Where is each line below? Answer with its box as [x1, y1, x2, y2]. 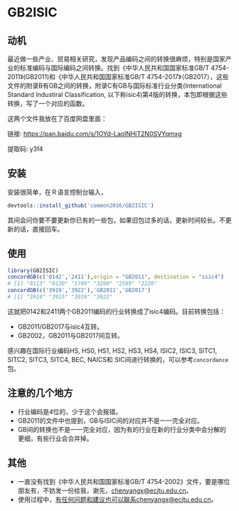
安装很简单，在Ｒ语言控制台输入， [7, 187, 107, 196]
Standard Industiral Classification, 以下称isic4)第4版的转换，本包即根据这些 [7, 91, 228, 98]
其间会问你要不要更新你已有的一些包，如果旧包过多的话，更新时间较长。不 [7, 215, 225, 224]
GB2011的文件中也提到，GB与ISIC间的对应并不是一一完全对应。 [17, 416, 204, 425]
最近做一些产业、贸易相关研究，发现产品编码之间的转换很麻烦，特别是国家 [7, 55, 225, 63]
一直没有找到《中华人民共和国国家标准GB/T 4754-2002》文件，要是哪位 [17, 477, 230, 485]
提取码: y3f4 [7, 145, 43, 153]
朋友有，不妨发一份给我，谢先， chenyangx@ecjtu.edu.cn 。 [17, 486, 193, 495]
